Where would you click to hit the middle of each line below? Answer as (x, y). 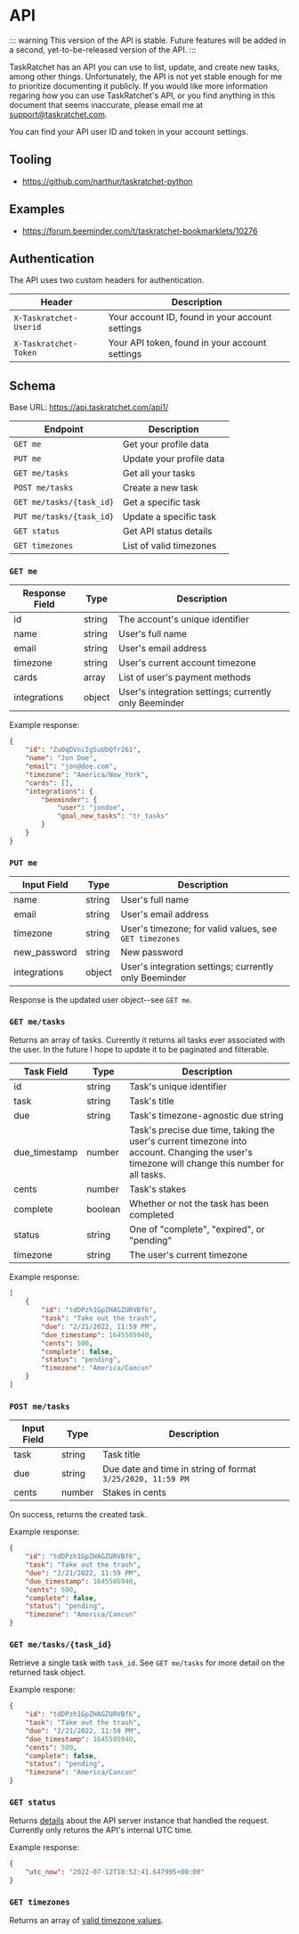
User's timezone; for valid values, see (199, 929)
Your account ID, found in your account (190, 318)
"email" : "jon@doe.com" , (71, 767)
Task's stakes (158, 1189)
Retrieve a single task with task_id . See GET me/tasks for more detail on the (147, 1663)
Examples (37, 209)
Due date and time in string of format (179, 1469)
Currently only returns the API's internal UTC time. (101, 1831)
